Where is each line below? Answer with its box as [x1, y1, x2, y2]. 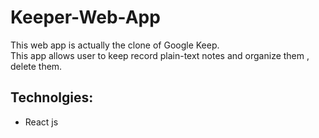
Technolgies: [10, 89, 94, 106]
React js [24, 116, 59, 128]
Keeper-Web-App [10, 6, 161, 29]
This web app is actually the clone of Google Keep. [10, 39, 220, 51]
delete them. [10, 60, 63, 72]
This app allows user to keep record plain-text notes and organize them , [10, 49, 310, 61]
